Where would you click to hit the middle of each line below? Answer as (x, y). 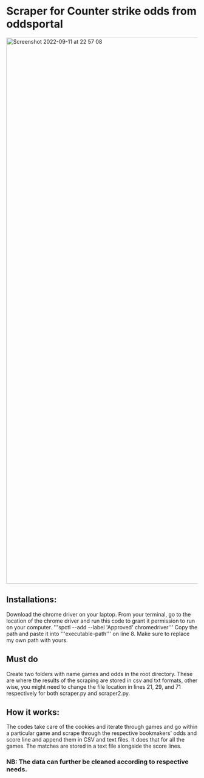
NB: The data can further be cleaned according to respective (98, 762)
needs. (17, 770)
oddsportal (35, 24)
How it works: (33, 712)
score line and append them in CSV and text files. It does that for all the (96, 740)
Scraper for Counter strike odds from (101, 11)
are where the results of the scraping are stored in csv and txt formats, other (102, 680)
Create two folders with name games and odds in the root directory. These (100, 674)
